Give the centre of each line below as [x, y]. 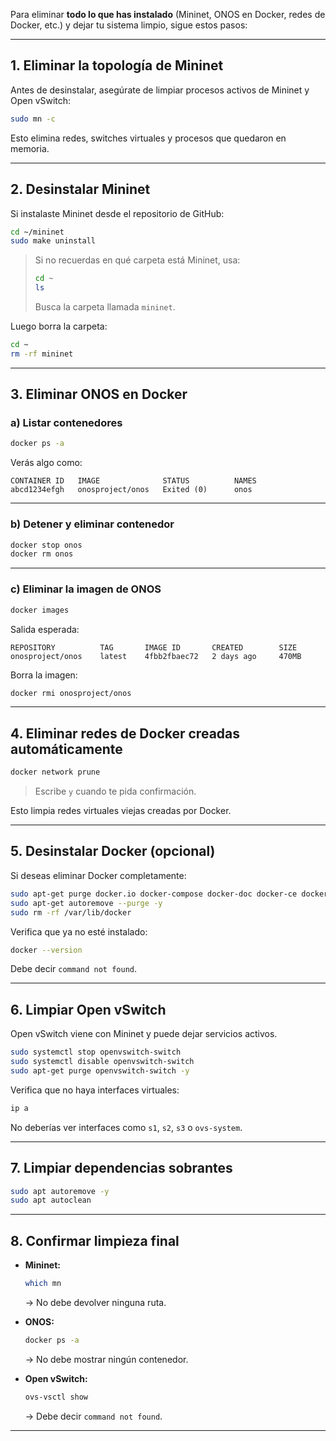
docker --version [46, 950]
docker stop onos [46, 545]
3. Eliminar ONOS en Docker [99, 394]
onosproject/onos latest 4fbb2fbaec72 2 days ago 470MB [156, 656]
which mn [43, 1284]
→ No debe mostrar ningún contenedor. [106, 1359]
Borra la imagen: [44, 675]
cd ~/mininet [37, 232]
